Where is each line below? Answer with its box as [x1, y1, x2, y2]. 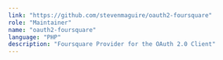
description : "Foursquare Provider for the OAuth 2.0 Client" [8, 41, 216, 48]
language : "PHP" [8, 33, 61, 41]
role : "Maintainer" [8, 19, 72, 26]
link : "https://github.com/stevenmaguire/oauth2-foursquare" [8, 11, 213, 19]
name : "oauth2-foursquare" [8, 26, 97, 34]
